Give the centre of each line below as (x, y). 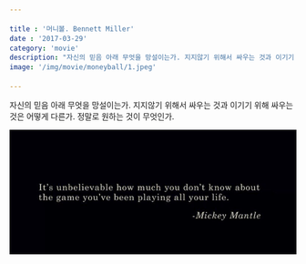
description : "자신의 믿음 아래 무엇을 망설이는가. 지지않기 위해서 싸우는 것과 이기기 (152, 58)
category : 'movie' (44, 48)
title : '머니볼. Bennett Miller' (72, 29)
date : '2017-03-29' (49, 38)
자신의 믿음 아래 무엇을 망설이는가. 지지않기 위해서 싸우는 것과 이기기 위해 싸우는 (152, 105)
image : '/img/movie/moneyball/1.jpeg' (83, 67)
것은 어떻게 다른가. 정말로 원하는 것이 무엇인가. (92, 116)
